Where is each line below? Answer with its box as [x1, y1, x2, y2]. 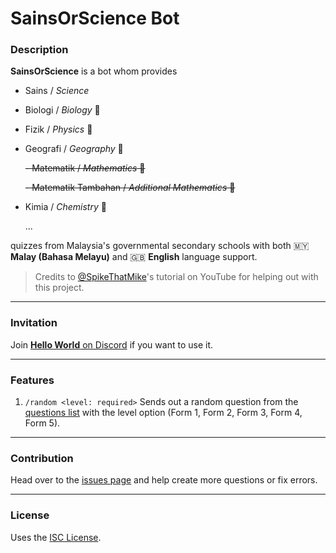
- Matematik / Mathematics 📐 [24, 162, 146, 174]
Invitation [10, 316, 58, 330]
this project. [34, 282, 85, 294]
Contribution [10, 452, 74, 465]
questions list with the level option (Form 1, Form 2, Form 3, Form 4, [24, 407, 303, 419]
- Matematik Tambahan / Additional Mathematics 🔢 [24, 182, 236, 194]
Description [10, 43, 69, 57]
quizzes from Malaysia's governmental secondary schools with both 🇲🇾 [10, 240, 310, 252]
